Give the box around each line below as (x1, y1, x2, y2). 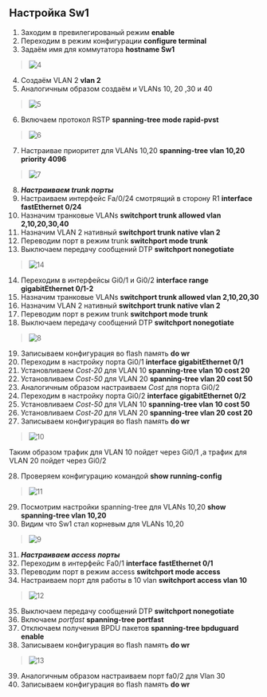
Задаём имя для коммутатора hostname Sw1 (20, 44, 175, 54)
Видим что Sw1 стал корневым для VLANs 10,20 (20, 518, 184, 529)
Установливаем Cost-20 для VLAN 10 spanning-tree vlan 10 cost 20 (20, 365, 250, 375)
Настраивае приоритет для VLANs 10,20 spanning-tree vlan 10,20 (20, 145, 245, 155)
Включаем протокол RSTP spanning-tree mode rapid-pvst (20, 115, 219, 124)
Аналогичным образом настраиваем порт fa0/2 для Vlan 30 (20, 671, 226, 680)
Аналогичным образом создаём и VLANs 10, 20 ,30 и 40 (20, 84, 213, 93)
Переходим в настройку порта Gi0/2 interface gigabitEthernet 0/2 (20, 391, 246, 400)
